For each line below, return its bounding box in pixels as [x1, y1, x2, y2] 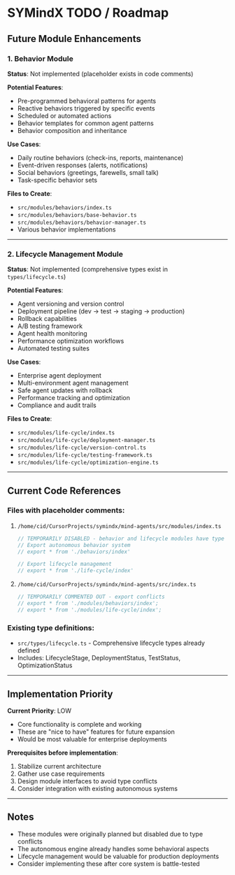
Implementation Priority [7, 688, 113, 700]
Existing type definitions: [7, 623, 94, 632]
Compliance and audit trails [17, 401, 97, 410]
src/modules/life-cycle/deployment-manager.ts [17, 437, 156, 444]
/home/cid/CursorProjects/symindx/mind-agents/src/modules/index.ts [17, 522, 222, 529]
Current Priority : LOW [7, 706, 72, 715]
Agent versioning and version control [17, 299, 124, 308]
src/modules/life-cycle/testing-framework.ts [17, 452, 152, 459]
